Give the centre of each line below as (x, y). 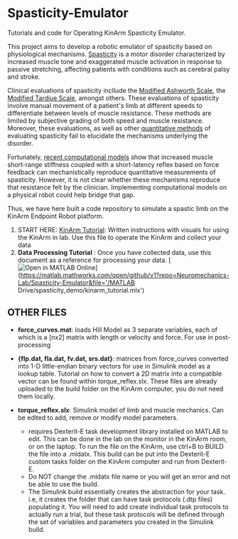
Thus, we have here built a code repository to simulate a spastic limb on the (118, 208)
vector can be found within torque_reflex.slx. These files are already (117, 381)
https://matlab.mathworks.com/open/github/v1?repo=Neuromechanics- (125, 275)
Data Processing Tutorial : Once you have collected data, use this (114, 252)
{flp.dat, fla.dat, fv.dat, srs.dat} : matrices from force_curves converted (123, 358)
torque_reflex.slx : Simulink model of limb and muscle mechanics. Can (120, 410)
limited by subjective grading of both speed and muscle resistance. (106, 120)
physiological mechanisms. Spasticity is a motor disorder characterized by (116, 54)
